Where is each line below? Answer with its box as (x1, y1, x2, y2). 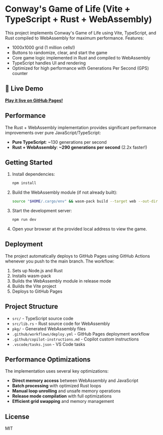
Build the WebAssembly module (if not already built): (12, 189, 117, 195)
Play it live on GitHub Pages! (5, 97, 63, 103)
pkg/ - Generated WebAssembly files (12, 325, 86, 332)
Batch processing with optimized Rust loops (12, 383, 101, 389)
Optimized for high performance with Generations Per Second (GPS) (12, 65, 149, 71)
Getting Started (5, 158, 53, 167)
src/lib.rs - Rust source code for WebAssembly (12, 321, 110, 326)
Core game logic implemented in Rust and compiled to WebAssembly (12, 55, 150, 60)
